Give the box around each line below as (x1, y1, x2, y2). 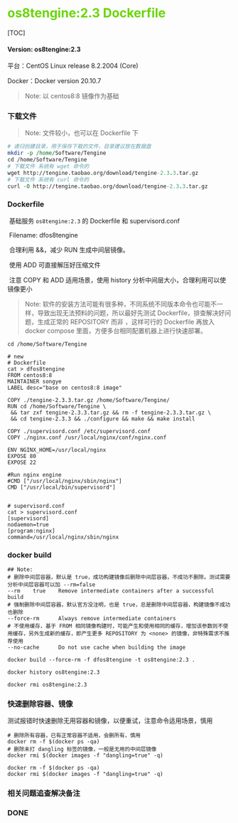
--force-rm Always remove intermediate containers (7, 615, 176, 622)
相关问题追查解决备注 (7, 788, 80, 798)
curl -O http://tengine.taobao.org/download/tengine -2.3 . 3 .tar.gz (7, 183, 208, 190)
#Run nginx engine (7, 471, 62, 478)
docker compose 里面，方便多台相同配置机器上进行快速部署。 (24, 326, 207, 335)
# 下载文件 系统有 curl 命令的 (7, 176, 90, 183)
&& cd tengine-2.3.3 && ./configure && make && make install (10, 415, 195, 423)
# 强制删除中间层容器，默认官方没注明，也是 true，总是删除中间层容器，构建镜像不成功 (7, 601, 231, 609)
